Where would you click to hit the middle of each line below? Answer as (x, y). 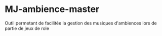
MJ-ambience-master (52, 9)
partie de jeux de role (27, 28)
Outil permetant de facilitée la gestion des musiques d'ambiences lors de (81, 23)
